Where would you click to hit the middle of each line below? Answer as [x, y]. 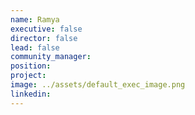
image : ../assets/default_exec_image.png [98, 85]
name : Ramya [35, 19]
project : [28, 76]
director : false [44, 38]
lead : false [35, 47]
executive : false [46, 29]
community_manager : [51, 57]
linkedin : [31, 94]
